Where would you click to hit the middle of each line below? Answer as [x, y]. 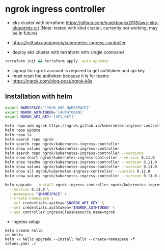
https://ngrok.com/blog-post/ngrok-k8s [52, 81]
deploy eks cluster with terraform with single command [68, 52]
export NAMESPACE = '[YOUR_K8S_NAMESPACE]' [48, 108]
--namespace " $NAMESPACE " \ [38, 194]
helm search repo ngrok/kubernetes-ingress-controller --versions [74, 153]
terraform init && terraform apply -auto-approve [57, 61]
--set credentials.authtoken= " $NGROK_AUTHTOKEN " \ [62, 208]
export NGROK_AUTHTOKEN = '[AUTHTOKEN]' [45, 112]
